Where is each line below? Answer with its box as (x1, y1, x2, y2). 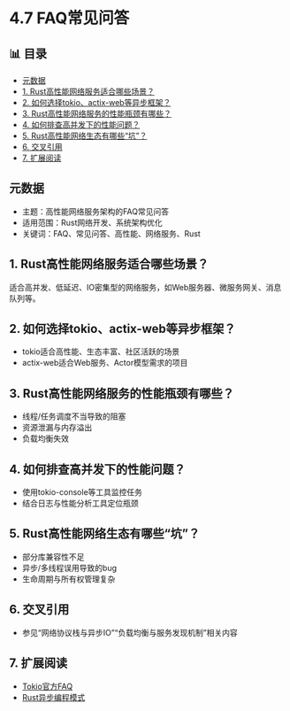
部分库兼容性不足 (21, 551, 85, 562)
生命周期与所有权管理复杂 (21, 573, 116, 584)
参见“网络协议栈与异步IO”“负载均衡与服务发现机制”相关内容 (21, 627, 238, 638)
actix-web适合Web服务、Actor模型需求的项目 (21, 358, 188, 368)
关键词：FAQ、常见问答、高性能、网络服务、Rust (21, 228, 201, 239)
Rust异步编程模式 (21, 692, 86, 702)
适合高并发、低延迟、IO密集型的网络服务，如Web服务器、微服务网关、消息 (9, 282, 282, 292)
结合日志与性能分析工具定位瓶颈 (21, 498, 139, 509)
